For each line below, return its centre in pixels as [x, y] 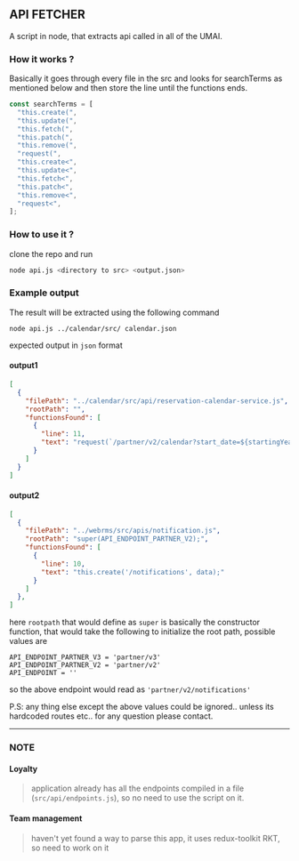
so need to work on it [70, 848]
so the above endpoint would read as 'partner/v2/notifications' [130, 689]
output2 [24, 495]
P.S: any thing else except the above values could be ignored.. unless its [141, 707]
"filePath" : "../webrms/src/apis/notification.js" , [123, 531]
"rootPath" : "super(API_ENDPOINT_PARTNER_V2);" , [117, 539]
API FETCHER [48, 15]
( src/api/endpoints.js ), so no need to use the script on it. [137, 798]
